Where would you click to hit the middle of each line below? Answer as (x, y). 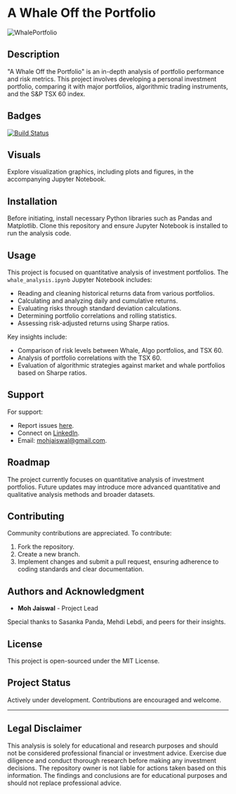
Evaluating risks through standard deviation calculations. (99, 308)
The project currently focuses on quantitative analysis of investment (106, 479)
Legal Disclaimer (45, 729)
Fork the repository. (46, 547)
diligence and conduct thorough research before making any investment (112, 760)
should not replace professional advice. (64, 783)
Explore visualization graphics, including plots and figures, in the (101, 172)
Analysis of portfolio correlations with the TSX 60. (89, 358)
